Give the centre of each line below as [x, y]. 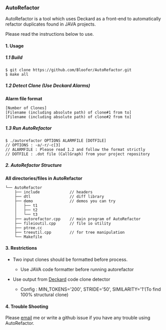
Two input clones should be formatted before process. [70, 259]
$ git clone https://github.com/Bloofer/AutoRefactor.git [68, 70]
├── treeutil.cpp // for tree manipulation [70, 232]
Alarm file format [24, 98]
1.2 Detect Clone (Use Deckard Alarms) [48, 85]
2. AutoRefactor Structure [34, 165]
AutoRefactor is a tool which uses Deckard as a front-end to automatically [83, 19]
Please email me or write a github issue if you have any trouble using [78, 318]
